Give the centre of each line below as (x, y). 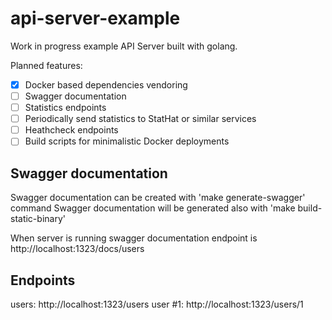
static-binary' (38, 219)
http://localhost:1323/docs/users (77, 249)
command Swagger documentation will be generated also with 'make (153, 208)
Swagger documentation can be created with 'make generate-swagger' (158, 198)
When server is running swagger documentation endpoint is (134, 238)
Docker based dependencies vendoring (106, 84)
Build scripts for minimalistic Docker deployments (127, 141)
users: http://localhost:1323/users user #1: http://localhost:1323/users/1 (157, 304)
